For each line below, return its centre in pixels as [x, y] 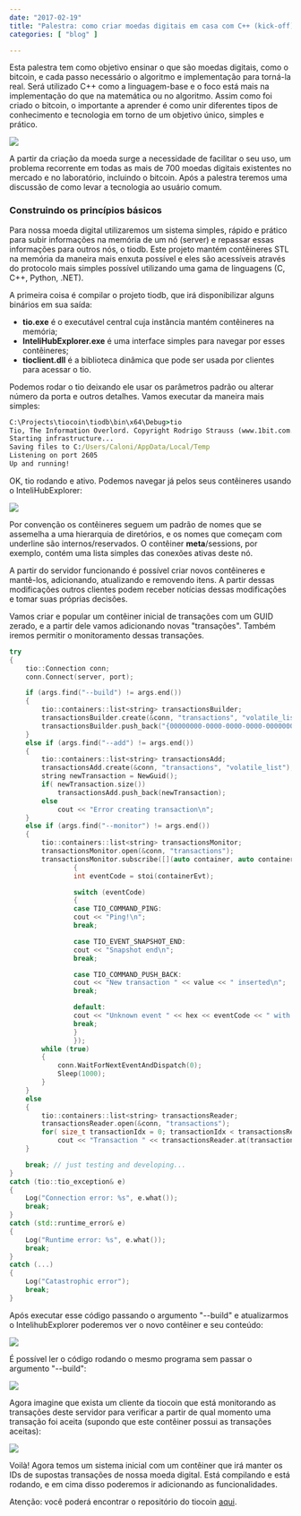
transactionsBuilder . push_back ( [102, 726]
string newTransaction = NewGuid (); [110, 776]
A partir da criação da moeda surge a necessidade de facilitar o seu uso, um [150, 158]
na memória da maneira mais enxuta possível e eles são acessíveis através [147, 258]
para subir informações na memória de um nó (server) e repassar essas [142, 239]
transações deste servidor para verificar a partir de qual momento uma [140, 1412]
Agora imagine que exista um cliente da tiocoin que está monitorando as [142, 1402]
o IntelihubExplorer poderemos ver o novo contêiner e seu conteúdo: [136, 1324]
